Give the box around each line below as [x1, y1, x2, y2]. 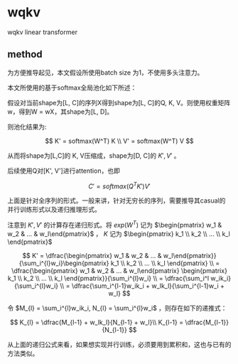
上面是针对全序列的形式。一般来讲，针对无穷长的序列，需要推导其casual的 [7, 196, 226, 205]
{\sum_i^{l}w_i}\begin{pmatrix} [18, 259, 109, 267]
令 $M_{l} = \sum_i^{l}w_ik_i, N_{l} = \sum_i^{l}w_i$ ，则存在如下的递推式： [7, 304, 227, 313]
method [7, 48, 43, 60]
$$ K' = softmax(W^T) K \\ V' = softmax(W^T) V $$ [45, 136, 194, 145]
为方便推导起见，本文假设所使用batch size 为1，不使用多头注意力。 [7, 68, 204, 77]
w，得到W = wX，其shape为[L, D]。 [7, 107, 114, 116]
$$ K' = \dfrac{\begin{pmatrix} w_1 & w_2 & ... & [22, 252, 162, 260]
